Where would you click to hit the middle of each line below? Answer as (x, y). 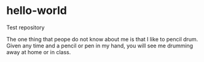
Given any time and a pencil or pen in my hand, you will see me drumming (100, 46)
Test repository (25, 27)
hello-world (37, 11)
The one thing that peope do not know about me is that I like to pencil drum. (102, 39)
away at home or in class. (39, 52)
